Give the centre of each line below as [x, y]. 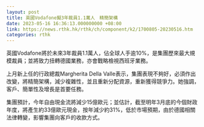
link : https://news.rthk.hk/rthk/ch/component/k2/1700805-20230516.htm [100, 29]
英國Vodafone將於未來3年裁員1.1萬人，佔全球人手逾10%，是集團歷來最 [96, 53]
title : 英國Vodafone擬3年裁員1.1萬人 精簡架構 [62, 18]
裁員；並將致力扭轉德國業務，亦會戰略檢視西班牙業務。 [81, 61]
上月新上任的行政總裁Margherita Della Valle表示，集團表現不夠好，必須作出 [101, 74]
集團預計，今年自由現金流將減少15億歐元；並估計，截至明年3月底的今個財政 [102, 102]
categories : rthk [28, 35]
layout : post [23, 12]
